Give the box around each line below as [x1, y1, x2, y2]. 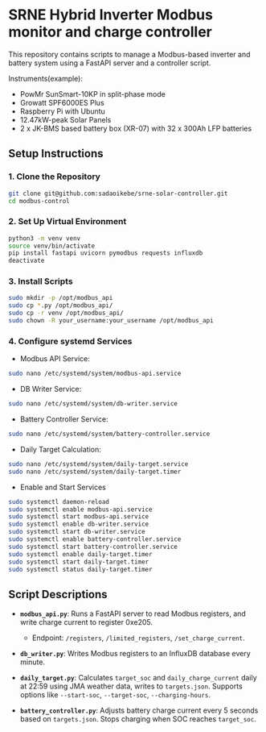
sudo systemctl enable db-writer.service [8, 520, 149, 529]
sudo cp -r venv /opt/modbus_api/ [8, 309, 125, 318]
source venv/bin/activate [8, 242, 95, 250]
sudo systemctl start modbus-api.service [8, 513, 149, 521]
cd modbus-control [8, 197, 70, 205]
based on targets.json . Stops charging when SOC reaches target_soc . [19, 714, 257, 724]
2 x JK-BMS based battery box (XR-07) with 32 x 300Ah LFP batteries [19, 123, 252, 133]
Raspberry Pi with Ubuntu [19, 106, 106, 116]
